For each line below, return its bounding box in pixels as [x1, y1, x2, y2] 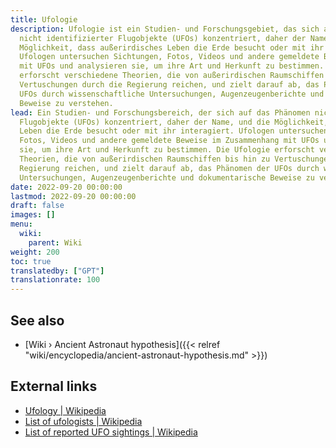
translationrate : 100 [10, 275, 101, 285]
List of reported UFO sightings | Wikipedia [24, 426, 198, 438]
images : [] [10, 210, 56, 220]
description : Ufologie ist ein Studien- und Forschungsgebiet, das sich [10, 24, 320, 34]
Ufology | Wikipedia [24, 404, 107, 416]
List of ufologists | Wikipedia [24, 415, 143, 427]
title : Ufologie [10, 14, 78, 25]
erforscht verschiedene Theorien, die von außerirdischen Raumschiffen [19, 71, 325, 81]
